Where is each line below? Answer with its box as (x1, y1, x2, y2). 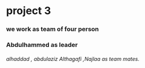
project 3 (6, 4, 51, 18)
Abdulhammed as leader (6, 41, 78, 49)
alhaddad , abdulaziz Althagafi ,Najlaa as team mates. (6, 55, 140, 62)
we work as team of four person (6, 25, 99, 33)
